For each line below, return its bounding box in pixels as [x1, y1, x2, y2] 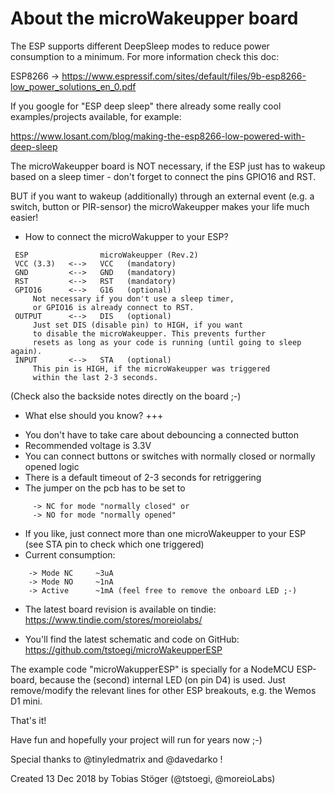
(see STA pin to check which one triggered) [24, 538, 205, 550]
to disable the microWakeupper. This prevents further [32, 328, 267, 339]
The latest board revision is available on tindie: [24, 603, 217, 615]
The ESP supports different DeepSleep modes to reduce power [10, 40, 270, 52]
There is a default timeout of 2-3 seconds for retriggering [24, 471, 262, 483]
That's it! [10, 714, 47, 726]
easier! [10, 211, 39, 223]
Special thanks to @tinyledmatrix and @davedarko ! [10, 753, 223, 765]
